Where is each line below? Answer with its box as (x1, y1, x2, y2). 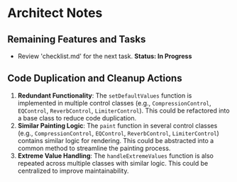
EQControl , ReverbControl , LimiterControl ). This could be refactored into (17, 106, 230, 115)
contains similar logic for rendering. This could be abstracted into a (17, 136, 214, 144)
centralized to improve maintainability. (17, 166, 129, 175)
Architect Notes (7, 5, 103, 21)
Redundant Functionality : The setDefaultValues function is (17, 91, 192, 100)
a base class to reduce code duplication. (17, 113, 137, 122)
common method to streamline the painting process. (17, 144, 171, 152)
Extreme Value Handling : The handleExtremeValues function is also (17, 151, 214, 160)
